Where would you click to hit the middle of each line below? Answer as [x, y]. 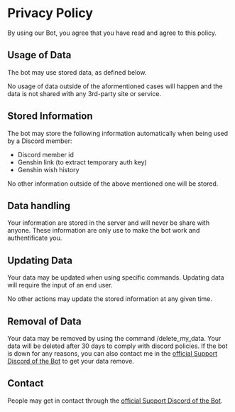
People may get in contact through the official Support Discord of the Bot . [115, 401]
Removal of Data [44, 321]
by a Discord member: [40, 141]
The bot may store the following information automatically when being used [118, 133]
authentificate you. [35, 238]
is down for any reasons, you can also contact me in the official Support [113, 353]
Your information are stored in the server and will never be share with [109, 223]
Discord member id [46, 154]
